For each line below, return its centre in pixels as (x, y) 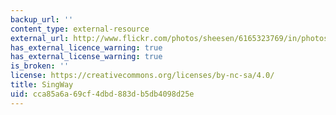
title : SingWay (42, 85)
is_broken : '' (40, 66)
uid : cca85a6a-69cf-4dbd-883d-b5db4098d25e (102, 94)
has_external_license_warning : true (86, 57)
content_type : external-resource (80, 29)
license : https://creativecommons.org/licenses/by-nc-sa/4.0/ (142, 76)
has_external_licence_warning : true (86, 47)
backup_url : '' (42, 19)
